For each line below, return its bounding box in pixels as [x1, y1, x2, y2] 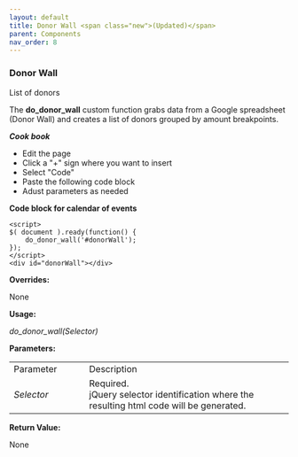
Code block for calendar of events [9, 203, 137, 213]
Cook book [9, 130, 51, 142]
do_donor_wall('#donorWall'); [25, 236, 137, 244]
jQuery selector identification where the [89, 388, 255, 400]
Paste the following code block [21, 176, 136, 187]
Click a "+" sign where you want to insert [21, 157, 173, 168]
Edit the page [21, 148, 71, 159]
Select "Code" [21, 167, 75, 177]
